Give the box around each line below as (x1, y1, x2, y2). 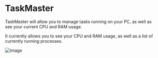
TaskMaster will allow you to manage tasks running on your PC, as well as (5, 19, 152, 24)
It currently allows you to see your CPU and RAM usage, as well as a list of (5, 33, 153, 39)
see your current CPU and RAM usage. (5, 23, 82, 29)
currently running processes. (5, 38, 63, 44)
